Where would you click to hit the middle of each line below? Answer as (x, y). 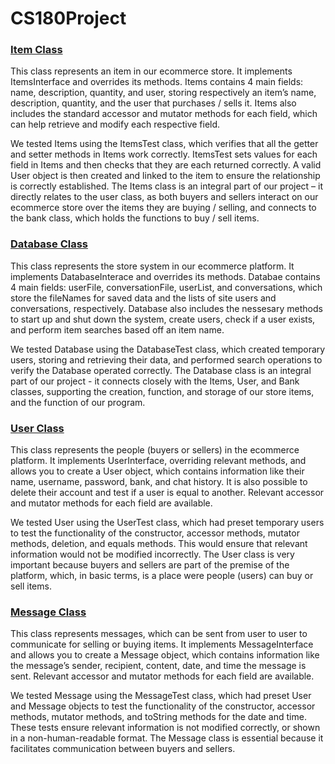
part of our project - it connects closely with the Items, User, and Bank (155, 381)
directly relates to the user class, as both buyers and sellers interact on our (164, 197)
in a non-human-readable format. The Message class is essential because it (167, 738)
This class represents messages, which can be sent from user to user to (159, 634)
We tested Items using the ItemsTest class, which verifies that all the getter (164, 144)
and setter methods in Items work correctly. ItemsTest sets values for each (164, 154)
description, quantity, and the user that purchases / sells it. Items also (153, 103)
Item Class (36, 50)
